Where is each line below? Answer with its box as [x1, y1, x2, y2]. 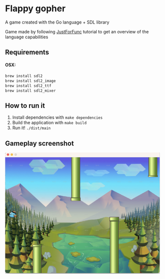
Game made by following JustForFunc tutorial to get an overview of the [5, 28, 149, 34]
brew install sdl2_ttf [5, 83, 52, 88]
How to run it [5, 101, 45, 110]
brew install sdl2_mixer [5, 88, 56, 93]
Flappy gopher [5, 3, 66, 14]
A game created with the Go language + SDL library [5, 19, 110, 25]
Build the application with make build [12, 120, 87, 126]
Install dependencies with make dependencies [12, 114, 103, 120]
